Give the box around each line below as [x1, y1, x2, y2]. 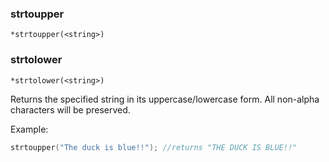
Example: [10, 123, 49, 135]
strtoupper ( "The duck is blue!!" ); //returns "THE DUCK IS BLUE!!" [10, 142, 298, 152]
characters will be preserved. [10, 103, 131, 116]
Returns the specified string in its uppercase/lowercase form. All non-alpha [10, 93, 320, 105]
